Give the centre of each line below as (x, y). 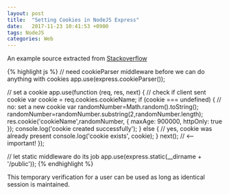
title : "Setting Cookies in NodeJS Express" (73, 20)
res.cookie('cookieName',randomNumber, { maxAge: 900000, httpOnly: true (115, 121)
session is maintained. (38, 184)
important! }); (26, 143)
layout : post (26, 13)
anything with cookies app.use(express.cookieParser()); (86, 79)
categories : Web (30, 39)
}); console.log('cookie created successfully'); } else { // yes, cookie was (110, 129)
